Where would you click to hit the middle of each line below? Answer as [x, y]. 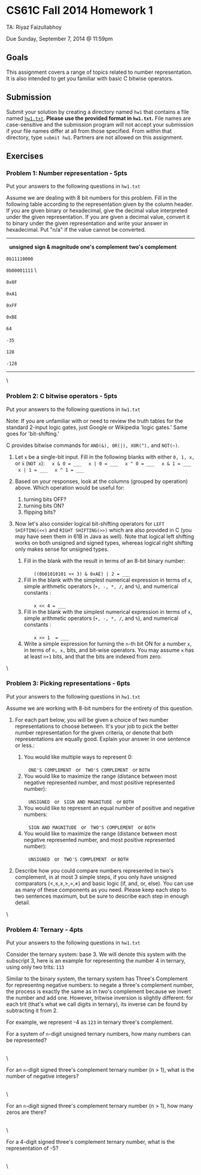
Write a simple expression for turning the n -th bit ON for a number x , [108, 643]
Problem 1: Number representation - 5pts [67, 173]
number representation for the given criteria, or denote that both [94, 732]
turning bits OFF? [45, 499]
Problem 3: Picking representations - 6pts [68, 684]
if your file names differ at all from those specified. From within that [89, 131]
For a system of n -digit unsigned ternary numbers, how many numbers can [98, 1034]
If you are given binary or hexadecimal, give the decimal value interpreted [97, 211]
